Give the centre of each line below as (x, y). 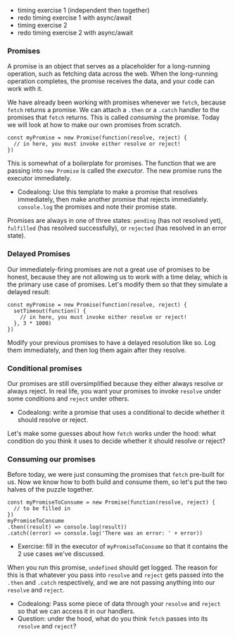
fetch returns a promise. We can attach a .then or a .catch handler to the (113, 110)
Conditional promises (45, 368)
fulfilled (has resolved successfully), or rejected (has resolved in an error (117, 228)
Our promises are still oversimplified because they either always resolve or (115, 383)
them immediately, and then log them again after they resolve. (97, 350)
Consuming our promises (52, 459)
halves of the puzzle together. (50, 490)
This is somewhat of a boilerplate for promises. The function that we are (112, 163)
